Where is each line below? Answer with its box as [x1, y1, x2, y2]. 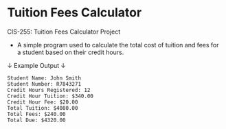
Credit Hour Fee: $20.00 [7, 98, 78, 106]
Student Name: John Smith [7, 74, 81, 82]
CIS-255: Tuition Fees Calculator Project [7, 27, 121, 36]
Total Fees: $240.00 [7, 110, 67, 117]
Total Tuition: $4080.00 [7, 104, 78, 111]
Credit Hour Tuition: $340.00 [7, 93, 94, 99]
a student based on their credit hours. [16, 48, 124, 56]
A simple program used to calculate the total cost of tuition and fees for [16, 40, 219, 49]
